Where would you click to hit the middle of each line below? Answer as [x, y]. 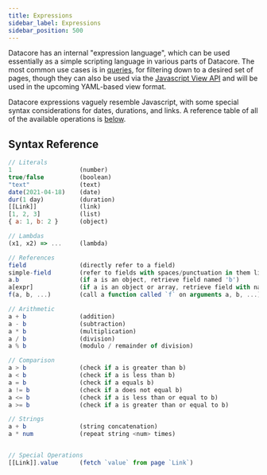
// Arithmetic [32, 310]
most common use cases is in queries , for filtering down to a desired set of [131, 70]
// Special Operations [46, 456]
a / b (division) [62, 339]
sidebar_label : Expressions [55, 23]
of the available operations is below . [67, 119]
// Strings [26, 419]
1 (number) [58, 170]
